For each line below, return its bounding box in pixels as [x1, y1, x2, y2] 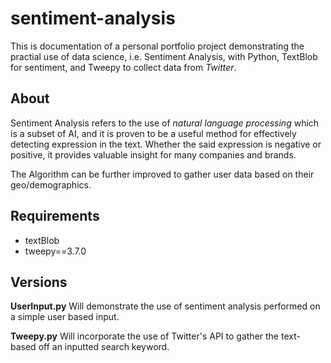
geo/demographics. [10, 178, 92, 191]
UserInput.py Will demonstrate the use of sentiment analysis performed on [10, 300, 321, 312]
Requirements [10, 208, 100, 225]
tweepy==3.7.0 [24, 245, 87, 257]
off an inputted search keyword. [38, 341, 170, 353]
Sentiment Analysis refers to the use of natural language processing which [10, 117, 320, 129]
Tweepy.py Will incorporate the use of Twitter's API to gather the [10, 330, 280, 342]
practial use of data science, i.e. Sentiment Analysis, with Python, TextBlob [10, 50, 318, 62]
